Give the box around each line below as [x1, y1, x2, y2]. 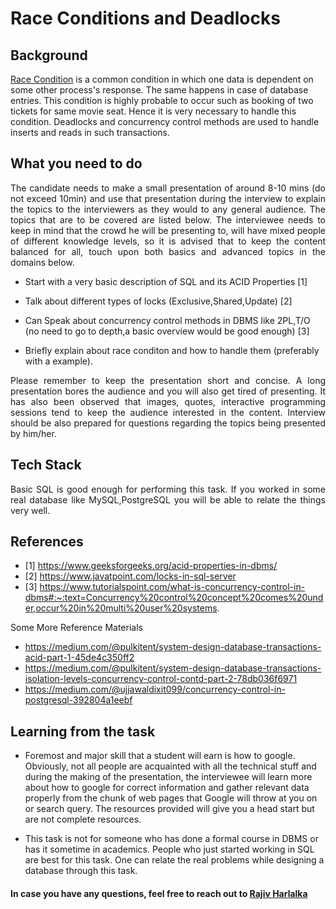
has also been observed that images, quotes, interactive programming [10, 395, 326, 407]
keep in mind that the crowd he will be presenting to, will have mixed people [10, 224, 326, 236]
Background [10, 47, 88, 64]
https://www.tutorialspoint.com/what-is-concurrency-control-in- [39, 581, 306, 593]
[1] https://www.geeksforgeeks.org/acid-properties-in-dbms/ [24, 560, 278, 572]
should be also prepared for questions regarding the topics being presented [10, 417, 326, 429]
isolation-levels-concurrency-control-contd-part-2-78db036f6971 [24, 673, 298, 685]
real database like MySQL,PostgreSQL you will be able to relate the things [10, 493, 326, 506]
